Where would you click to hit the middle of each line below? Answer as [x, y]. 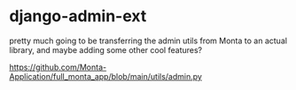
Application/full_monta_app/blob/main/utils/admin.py [105, 76]
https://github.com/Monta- [58, 67]
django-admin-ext [78, 16]
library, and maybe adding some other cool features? [105, 49]
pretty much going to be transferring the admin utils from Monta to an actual [148, 41]
